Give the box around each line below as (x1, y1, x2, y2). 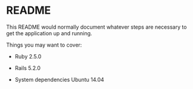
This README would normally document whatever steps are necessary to (6, 23, 187, 30)
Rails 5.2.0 (14, 64, 41, 72)
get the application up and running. (6, 29, 92, 36)
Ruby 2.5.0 (14, 53, 42, 60)
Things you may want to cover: (6, 41, 82, 48)
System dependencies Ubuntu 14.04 (14, 76, 104, 83)
